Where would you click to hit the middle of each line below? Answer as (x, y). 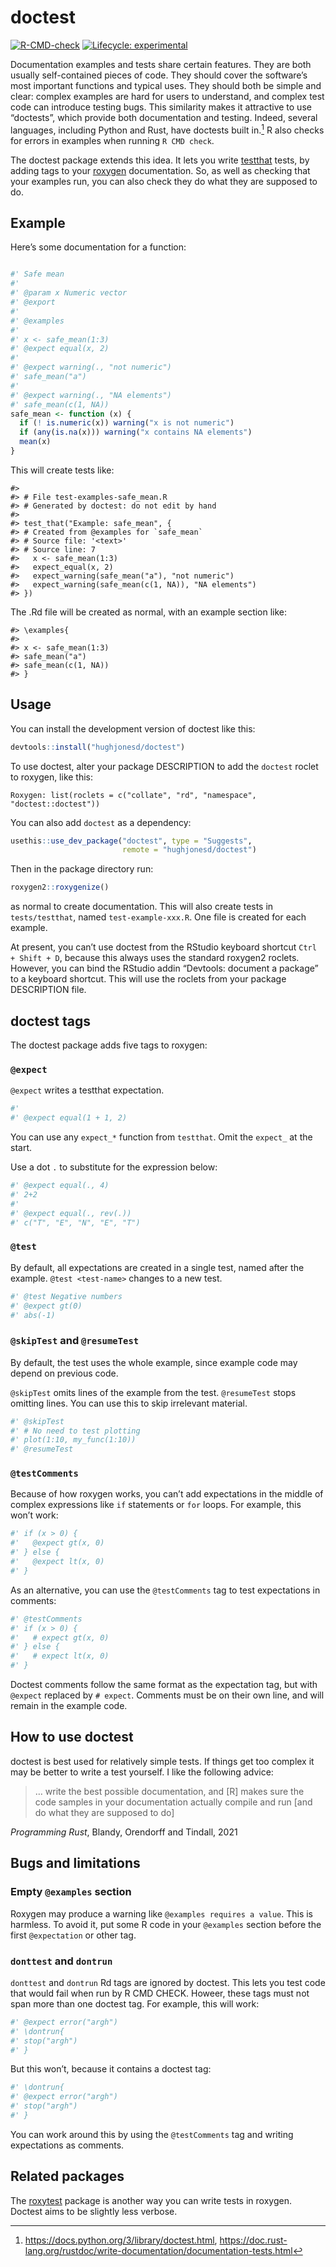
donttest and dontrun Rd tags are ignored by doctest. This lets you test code (168, 1982)
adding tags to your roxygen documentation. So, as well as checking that (160, 170)
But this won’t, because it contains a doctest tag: (111, 2069)
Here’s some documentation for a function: (98, 247)
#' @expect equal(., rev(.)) (71, 1213)
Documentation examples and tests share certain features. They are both (161, 64)
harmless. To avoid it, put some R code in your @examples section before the (166, 1924)
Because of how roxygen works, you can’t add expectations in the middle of (167, 1494)
